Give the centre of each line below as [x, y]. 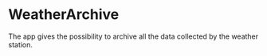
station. [21, 44]
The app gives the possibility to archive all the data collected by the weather [133, 36]
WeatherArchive [64, 15]
